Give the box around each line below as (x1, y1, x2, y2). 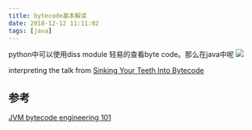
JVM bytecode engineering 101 (8, 113, 111, 123)
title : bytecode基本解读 (8, 11, 87, 20)
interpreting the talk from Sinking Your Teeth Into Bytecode (8, 66, 204, 75)
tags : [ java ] (8, 26, 52, 35)
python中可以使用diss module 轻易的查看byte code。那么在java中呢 (8, 50, 234, 59)
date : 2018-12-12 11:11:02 (8, 19, 99, 27)
